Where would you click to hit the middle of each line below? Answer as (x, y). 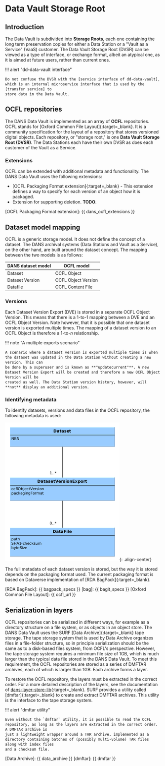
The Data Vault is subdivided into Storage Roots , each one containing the (80, 39)
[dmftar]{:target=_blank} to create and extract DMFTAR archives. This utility (82, 695)
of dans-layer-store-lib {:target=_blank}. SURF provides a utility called (76, 690)
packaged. (23, 197)
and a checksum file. (27, 750)
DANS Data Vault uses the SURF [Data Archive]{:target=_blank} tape (75, 633)
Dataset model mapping (43, 227)
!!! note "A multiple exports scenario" (42, 342)
